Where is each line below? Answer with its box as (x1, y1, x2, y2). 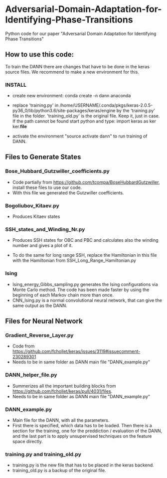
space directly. (12, 438, 43, 444)
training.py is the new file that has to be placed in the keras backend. (12, 462, 155, 468)
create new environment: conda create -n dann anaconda (12, 93, 131, 99)
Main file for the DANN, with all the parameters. (12, 417, 110, 423)
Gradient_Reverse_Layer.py (5, 331, 74, 338)
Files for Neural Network (5, 317, 83, 325)
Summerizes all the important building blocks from (12, 383, 116, 389)
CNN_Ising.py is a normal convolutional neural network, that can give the (12, 297, 162, 303)
